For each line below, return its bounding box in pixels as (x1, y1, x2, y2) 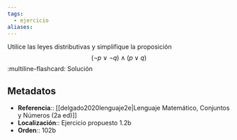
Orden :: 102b (17, 126, 57, 134)
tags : (7, 10, 23, 18)
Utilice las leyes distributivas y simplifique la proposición (7, 43, 172, 51)
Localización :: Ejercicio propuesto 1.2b (17, 119, 132, 127)
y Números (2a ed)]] (17, 111, 78, 120)
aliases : (7, 23, 33, 30)
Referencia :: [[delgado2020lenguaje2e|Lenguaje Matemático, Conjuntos (17, 103, 230, 113)
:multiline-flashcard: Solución (7, 65, 93, 73)
